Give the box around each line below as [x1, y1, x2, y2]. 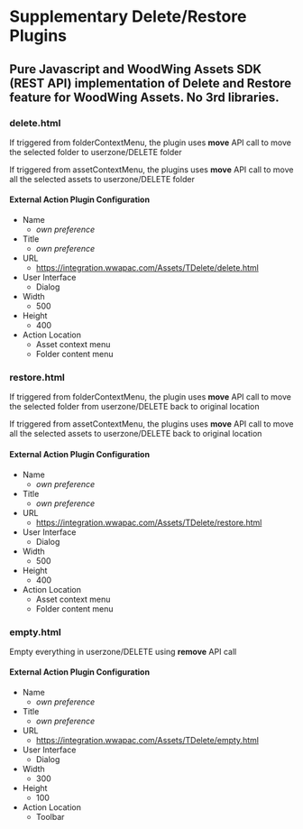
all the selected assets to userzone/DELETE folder [9, 173, 196, 184]
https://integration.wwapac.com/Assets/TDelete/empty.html [35, 735, 260, 746]
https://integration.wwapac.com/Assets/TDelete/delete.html [35, 263, 259, 273]
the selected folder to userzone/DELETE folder [9, 146, 182, 157]
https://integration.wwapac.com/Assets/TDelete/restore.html [35, 517, 262, 528]
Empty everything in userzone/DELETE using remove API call [9, 646, 237, 657]
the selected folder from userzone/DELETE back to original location [9, 401, 260, 412]
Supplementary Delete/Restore [9, 6, 247, 27]
